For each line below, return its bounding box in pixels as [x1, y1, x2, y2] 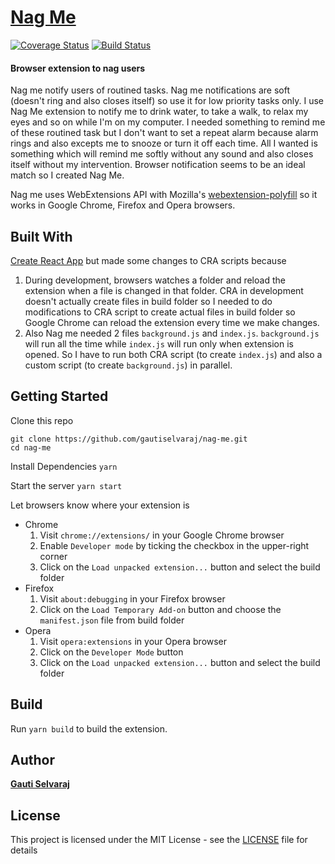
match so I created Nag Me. [10, 169, 125, 181]
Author [10, 751, 55, 768]
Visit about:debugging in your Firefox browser [39, 592, 226, 605]
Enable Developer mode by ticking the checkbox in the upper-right [39, 539, 310, 551]
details [10, 844, 38, 856]
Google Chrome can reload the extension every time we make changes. [24, 316, 320, 328]
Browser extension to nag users [10, 62, 146, 74]
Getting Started [10, 388, 109, 405]
